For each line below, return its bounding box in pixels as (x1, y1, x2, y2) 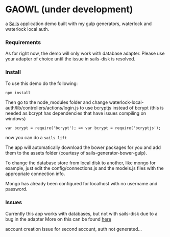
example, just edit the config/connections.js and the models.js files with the (5, 165, 164, 171)
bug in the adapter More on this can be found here (5, 216, 111, 222)
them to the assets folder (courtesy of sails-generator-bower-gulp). (5, 150, 147, 156)
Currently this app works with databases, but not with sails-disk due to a (5, 210, 158, 217)
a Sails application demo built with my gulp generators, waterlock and (5, 20, 152, 27)
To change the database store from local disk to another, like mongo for (5, 160, 156, 166)
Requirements (5, 38, 41, 46)
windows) (5, 116, 26, 122)
